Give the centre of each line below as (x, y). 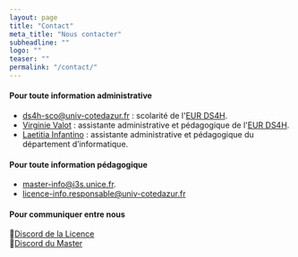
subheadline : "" (39, 42)
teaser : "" (30, 59)
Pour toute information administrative (81, 95)
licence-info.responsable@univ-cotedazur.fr (104, 194)
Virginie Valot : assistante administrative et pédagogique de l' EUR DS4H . (156, 125)
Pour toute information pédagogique (78, 164)
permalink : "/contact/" (54, 68)
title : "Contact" (42, 26)
